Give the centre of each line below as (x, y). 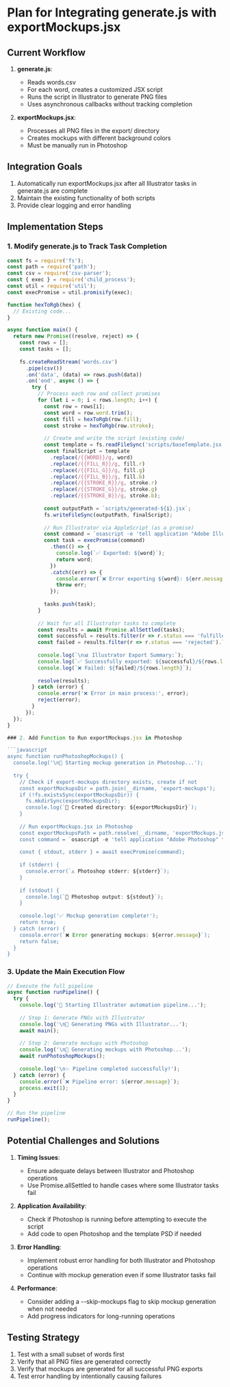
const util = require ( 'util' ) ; (52, 286)
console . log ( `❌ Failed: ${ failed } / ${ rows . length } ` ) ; (115, 668)
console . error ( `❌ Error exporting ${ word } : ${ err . (130, 579)
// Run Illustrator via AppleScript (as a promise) (119, 527)
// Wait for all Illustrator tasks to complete (106, 623)
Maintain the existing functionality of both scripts (86, 198)
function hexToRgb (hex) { (44, 305)
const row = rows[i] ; (75, 406)
